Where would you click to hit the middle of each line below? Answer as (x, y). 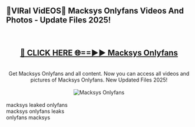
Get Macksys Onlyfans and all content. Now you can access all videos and (99, 73)
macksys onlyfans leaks (35, 111)
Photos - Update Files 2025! (59, 20)
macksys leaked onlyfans (37, 105)
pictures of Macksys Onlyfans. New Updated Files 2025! (99, 80)
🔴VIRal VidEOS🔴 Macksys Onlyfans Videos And (95, 11)
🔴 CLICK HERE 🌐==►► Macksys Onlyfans (99, 53)
